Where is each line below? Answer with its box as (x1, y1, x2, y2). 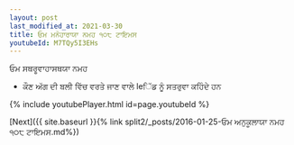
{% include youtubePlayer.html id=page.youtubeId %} (9, 99, 210, 110)
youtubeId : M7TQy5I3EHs (9, 38, 99, 48)
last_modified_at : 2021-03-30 (9, 22, 124, 31)
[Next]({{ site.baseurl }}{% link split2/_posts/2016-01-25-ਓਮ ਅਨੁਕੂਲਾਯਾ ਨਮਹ (9, 116, 285, 127)
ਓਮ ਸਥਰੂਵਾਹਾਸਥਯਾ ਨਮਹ (9, 63, 88, 74)
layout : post (9, 13, 59, 23)
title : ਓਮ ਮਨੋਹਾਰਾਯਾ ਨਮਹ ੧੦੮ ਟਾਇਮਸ (9, 30, 137, 39)
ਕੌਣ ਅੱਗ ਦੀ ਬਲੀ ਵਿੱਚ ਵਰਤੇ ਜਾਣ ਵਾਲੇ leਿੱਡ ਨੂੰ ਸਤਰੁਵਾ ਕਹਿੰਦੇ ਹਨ (22, 81, 222, 92)
